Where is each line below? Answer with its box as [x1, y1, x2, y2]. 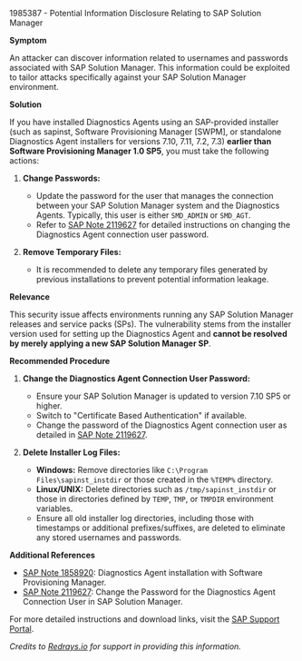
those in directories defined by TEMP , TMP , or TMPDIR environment [35, 494, 274, 504]
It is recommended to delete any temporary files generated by [35, 264, 268, 275]
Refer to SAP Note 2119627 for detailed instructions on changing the [35, 220, 291, 230]
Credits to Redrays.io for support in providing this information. [9, 641, 242, 652]
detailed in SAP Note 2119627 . [35, 429, 148, 439]
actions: [9, 155, 39, 166]
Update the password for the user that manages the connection [35, 191, 274, 201]
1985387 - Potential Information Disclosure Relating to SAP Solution [9, 8, 262, 18]
